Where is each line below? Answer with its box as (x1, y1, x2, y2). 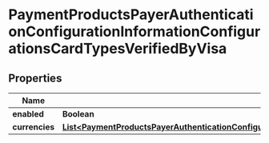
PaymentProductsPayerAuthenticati (8, 6, 254, 24)
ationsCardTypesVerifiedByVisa (8, 40, 227, 58)
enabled (12, 109, 44, 119)
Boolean (62, 109, 94, 119)
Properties (8, 71, 62, 85)
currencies (12, 121, 54, 133)
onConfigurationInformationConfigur (8, 22, 261, 41)
